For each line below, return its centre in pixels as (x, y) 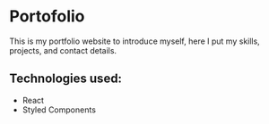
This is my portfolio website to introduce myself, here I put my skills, (134, 41)
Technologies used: (66, 79)
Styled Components (59, 110)
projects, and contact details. (63, 50)
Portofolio (47, 17)
